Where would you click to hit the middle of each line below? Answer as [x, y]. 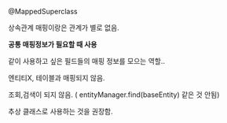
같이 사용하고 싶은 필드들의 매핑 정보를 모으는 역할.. [86, 61]
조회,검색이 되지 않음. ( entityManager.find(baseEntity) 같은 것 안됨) [114, 95]
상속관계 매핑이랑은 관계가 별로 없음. [64, 28]
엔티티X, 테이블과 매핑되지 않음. [57, 78]
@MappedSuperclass [43, 11]
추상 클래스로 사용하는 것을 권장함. [60, 111]
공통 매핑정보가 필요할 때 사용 [53, 44]
